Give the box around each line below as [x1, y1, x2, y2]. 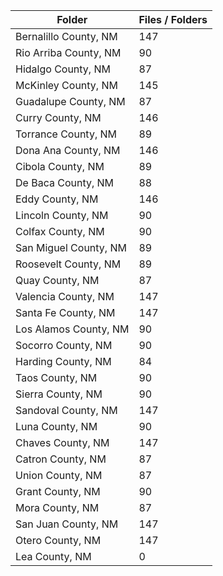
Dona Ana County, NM [15, 144, 121, 157]
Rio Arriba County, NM [15, 46, 122, 59]
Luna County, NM [15, 420, 98, 433]
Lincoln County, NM [15, 209, 109, 222]
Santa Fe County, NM [15, 306, 116, 319]
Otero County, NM [15, 534, 102, 547]
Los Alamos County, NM [15, 322, 130, 336]
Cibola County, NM [15, 160, 105, 173]
